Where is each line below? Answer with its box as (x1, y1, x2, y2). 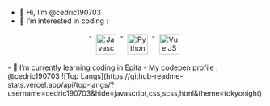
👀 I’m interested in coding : (19, 16, 108, 26)
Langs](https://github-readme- (80, 71, 184, 80)
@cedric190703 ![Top (7, 71, 79, 80)
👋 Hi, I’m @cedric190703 (19, 8, 102, 17)
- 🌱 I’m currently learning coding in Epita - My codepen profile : (7, 63, 219, 72)
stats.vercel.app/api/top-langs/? (7, 80, 115, 89)
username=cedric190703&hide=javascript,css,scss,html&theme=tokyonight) (7, 88, 263, 98)
